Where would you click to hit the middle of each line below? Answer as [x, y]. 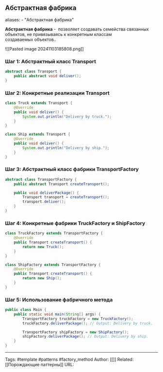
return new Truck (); [43, 247]
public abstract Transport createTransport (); [62, 184]
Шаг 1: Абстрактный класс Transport [50, 61]
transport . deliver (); [44, 202]
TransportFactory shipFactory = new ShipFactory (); [76, 332]
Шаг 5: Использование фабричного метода [59, 300]
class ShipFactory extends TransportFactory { [53, 265]
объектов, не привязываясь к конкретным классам [58, 34]
